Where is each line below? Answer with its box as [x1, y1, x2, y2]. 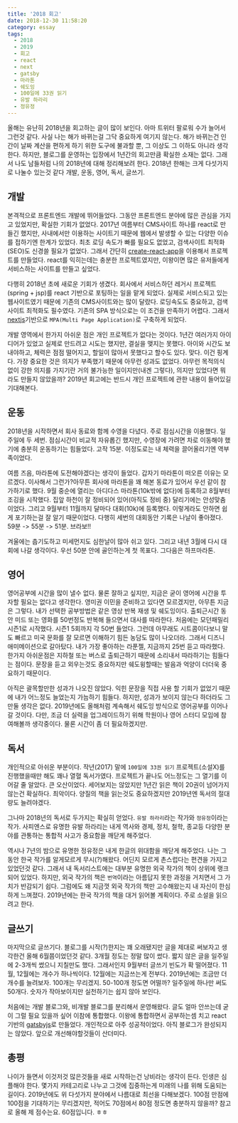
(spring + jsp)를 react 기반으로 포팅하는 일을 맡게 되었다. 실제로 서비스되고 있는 [7, 288, 229, 297]
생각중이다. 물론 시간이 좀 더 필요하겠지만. [31, 719, 148, 728]
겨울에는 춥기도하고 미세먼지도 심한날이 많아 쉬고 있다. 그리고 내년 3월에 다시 [7, 537, 220, 545]
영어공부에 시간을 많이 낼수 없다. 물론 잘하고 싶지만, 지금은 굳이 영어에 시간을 [7, 589, 220, 598]
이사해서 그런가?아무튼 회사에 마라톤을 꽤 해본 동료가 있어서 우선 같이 [28, 478, 219, 486]
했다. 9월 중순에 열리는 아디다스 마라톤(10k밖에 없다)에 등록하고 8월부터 [31, 486, 231, 495]
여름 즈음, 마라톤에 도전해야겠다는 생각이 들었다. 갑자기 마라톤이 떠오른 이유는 [7, 468, 222, 477]
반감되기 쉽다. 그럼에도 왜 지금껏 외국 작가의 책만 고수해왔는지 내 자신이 [20, 882, 218, 890]
